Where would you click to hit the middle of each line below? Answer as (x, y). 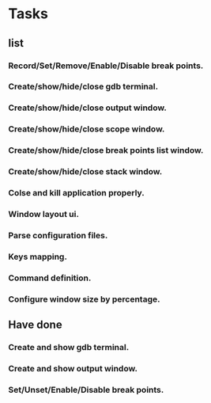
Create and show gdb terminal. (69, 347)
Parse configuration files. (58, 235)
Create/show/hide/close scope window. (87, 129)
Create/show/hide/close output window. (88, 108)
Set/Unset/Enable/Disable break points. (86, 390)
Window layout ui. (43, 214)
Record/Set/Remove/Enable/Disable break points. (106, 66)
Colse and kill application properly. (76, 193)
